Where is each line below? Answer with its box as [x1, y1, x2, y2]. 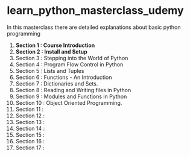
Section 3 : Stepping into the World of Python [15, 54, 128, 61]
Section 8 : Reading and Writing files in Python [15, 86, 131, 93]
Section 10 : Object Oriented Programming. [15, 99, 122, 106]
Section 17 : [15, 144, 45, 151]
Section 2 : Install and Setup [15, 48, 88, 55]
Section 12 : [15, 112, 45, 119]
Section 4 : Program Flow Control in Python [15, 61, 124, 68]
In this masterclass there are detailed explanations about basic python [7, 23, 181, 31]
